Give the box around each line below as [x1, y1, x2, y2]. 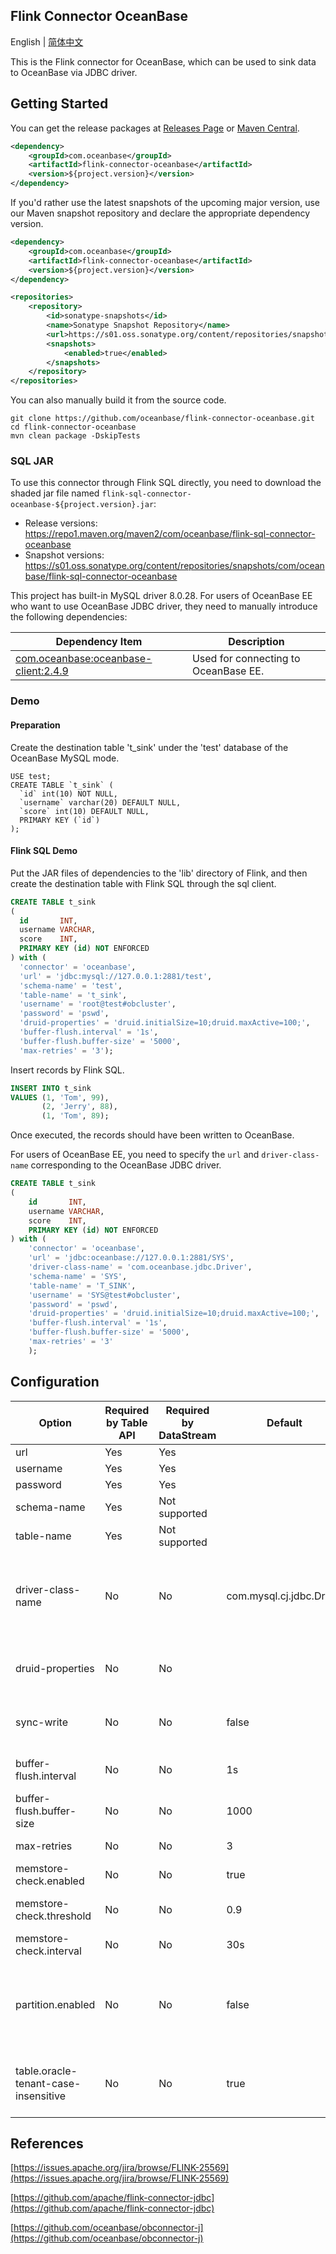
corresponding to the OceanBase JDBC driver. [30, 1159, 222, 1171]
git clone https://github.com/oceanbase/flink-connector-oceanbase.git [10, 414, 315, 424]
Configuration [10, 1374, 100, 1391]
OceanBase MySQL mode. [10, 752, 120, 764]
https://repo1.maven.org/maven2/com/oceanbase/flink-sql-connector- [24, 528, 316, 540]
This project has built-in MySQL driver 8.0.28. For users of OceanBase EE [10, 590, 313, 602]
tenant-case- [15, 2076, 82, 2090]
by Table [106, 1415, 148, 1429]
